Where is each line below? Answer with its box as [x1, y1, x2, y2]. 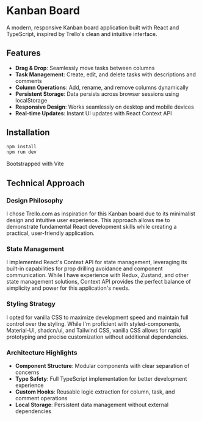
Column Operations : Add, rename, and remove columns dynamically [15, 84, 189, 91]
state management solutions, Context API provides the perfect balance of [6, 278, 191, 286]
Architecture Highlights [6, 348, 78, 357]
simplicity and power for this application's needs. [6, 284, 130, 292]
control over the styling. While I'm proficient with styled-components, [6, 320, 181, 327]
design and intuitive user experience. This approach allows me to [6, 217, 170, 223]
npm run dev [6, 149, 37, 156]
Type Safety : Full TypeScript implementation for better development [15, 375, 187, 382]
